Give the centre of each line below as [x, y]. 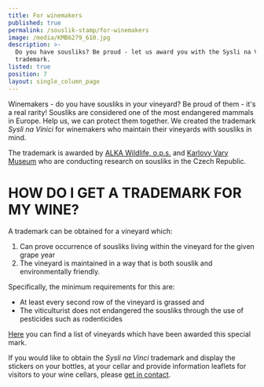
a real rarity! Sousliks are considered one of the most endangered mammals [131, 112]
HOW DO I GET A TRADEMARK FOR [125, 193]
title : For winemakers [45, 15]
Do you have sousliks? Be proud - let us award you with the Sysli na [133, 52]
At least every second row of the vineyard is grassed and [112, 302]
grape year [37, 255]
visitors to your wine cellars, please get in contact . [90, 374]
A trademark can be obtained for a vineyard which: [90, 231]
